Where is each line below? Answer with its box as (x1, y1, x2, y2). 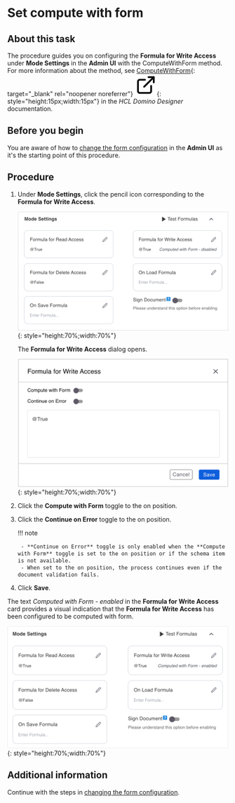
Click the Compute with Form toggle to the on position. (17, 502, 177, 510)
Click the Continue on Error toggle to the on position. (17, 515, 172, 524)
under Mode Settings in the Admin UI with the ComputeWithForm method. (7, 59, 222, 67)
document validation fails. (17, 571, 100, 578)
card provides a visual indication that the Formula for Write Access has (7, 605, 215, 613)
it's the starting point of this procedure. (7, 151, 121, 159)
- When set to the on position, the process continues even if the (20, 564, 222, 571)
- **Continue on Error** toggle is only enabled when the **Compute (20, 543, 226, 550)
